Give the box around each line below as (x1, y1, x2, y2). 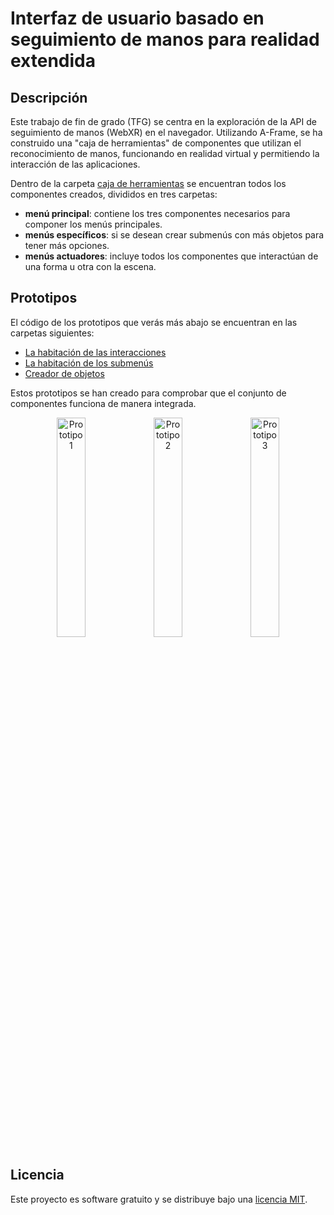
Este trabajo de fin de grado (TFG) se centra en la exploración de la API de (10, 116, 317, 127)
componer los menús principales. (24, 218, 163, 230)
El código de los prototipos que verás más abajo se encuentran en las (10, 316, 298, 328)
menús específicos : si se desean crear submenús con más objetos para (24, 229, 325, 241)
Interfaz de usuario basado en (10, 7, 265, 30)
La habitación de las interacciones (24, 346, 167, 358)
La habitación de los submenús (24, 357, 154, 369)
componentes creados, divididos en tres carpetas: (10, 188, 218, 200)
